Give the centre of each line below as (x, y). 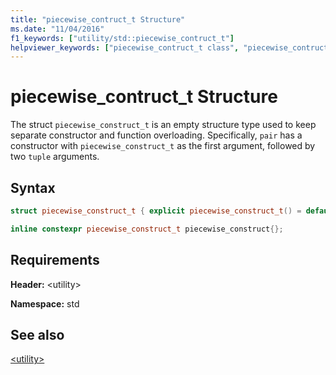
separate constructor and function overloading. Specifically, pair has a (156, 135)
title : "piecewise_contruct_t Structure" (98, 19)
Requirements (55, 260)
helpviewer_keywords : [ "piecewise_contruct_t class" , (125, 47)
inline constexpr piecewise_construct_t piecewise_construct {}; (147, 229)
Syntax (33, 187)
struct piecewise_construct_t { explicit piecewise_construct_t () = (156, 211)
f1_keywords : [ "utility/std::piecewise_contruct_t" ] (122, 38)
